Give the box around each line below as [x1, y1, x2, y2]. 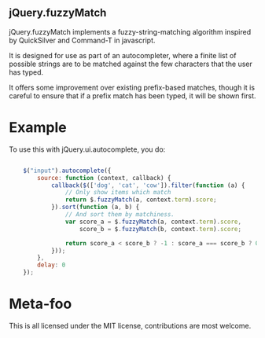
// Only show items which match [64, 189, 171, 197]
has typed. [9, 67, 44, 77]
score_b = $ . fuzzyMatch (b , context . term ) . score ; [79, 225, 242, 233]
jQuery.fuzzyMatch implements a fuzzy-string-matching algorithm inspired [9, 27, 252, 36]
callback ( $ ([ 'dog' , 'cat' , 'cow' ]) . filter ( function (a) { [50, 181, 245, 189]
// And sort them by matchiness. [64, 211, 175, 219]
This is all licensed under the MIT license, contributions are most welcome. [9, 321, 252, 330]
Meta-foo [9, 295, 72, 313]
